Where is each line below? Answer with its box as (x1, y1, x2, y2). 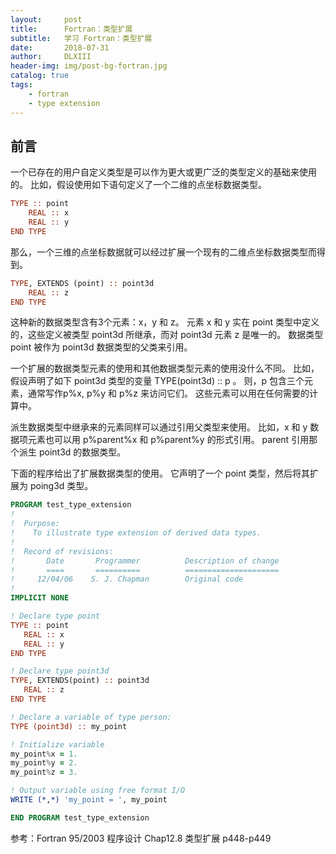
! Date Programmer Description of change (10, 556, 280, 566)
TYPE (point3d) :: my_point (10, 721, 128, 731)
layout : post (10, 14, 83, 25)
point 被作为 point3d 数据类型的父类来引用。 (10, 341, 193, 353)
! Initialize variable (10, 739, 105, 750)
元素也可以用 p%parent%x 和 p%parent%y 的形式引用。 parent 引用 (27, 434, 310, 446)
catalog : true (10, 71, 70, 81)
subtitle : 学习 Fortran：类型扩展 (10, 33, 153, 43)
